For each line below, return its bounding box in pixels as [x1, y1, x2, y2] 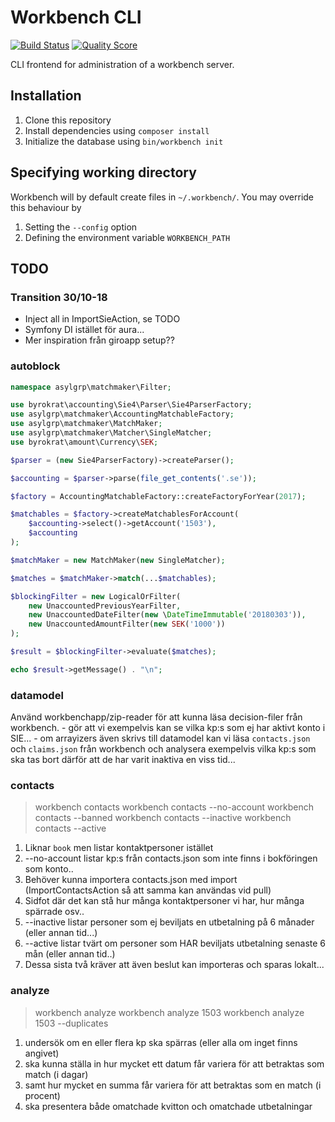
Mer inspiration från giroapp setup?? [24, 334, 175, 346]
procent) [24, 1089, 61, 1101]
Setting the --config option [24, 221, 138, 233]
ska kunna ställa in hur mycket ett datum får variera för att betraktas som [24, 1057, 325, 1070]
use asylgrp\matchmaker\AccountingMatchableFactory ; [10, 409, 235, 420]
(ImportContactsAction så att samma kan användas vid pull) [24, 884, 272, 896]
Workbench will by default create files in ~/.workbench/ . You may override [10, 191, 315, 203]
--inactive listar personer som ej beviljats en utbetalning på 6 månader [24, 916, 315, 928]
